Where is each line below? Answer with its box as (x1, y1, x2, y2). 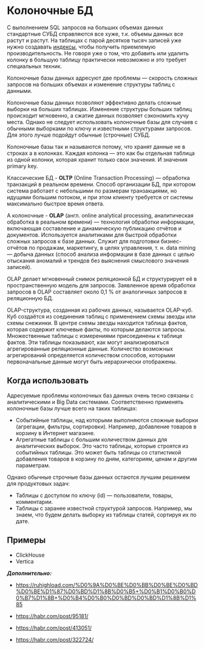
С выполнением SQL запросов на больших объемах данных (7, 24, 163, 31)
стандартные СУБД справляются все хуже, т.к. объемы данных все (7, 30, 184, 37)
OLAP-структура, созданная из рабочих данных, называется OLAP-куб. (7, 306, 193, 314)
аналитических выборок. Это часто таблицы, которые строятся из (15, 442, 189, 450)
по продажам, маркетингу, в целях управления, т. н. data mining (29, 244, 196, 251)
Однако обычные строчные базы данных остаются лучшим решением (7, 473, 190, 481)
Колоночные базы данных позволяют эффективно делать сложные (7, 98, 182, 106)
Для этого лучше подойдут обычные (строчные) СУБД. (7, 131, 151, 139)
